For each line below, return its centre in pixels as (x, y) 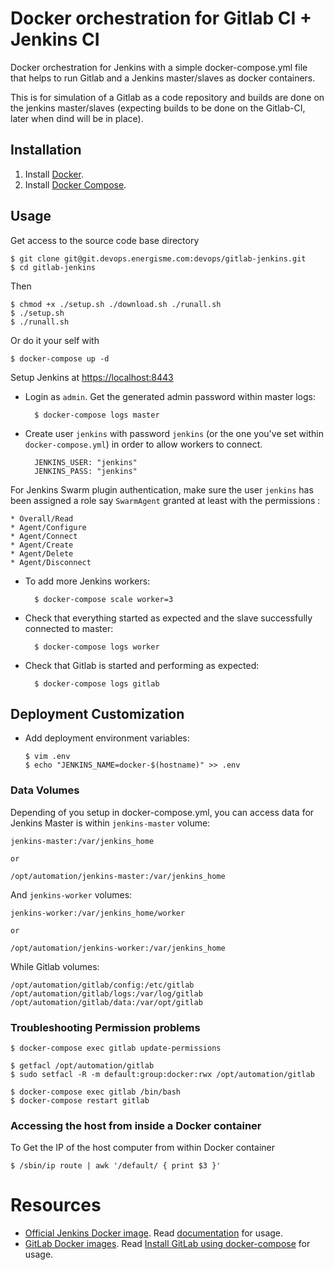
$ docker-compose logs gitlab (97, 683)
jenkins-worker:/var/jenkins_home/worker (98, 913)
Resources (56, 1205)
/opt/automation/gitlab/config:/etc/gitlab (102, 985)
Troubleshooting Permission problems (105, 1027)
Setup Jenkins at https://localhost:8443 (92, 377)
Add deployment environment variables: (107, 738)
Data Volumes (45, 790)
